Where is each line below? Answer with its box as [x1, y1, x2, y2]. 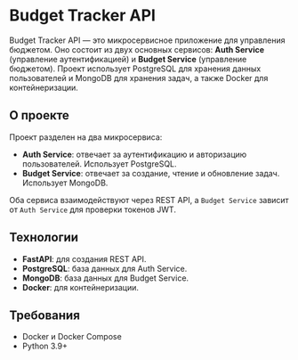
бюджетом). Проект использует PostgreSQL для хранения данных [9, 63, 262, 74]
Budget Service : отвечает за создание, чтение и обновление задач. [21, 168, 280, 178]
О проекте [9, 108, 69, 123]
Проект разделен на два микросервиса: [9, 131, 163, 143]
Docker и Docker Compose [21, 331, 122, 342]
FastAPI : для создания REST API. [21, 253, 147, 264]
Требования [9, 307, 80, 323]
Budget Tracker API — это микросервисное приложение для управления [9, 35, 286, 45]
